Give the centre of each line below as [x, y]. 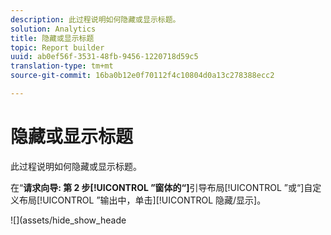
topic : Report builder [57, 47]
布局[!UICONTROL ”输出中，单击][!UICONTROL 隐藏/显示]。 [142, 200]
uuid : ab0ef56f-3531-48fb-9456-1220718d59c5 [104, 57]
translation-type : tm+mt [62, 66]
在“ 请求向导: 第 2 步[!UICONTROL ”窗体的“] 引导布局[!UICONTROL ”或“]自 [161, 187]
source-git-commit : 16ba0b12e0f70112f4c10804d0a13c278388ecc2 [142, 76]
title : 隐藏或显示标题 [52, 38]
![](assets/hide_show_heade [68, 220]
